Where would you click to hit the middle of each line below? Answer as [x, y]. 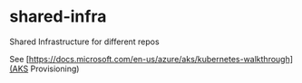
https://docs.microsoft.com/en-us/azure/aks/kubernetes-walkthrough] [161, 59]
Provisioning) [55, 69]
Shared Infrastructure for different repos [85, 41]
